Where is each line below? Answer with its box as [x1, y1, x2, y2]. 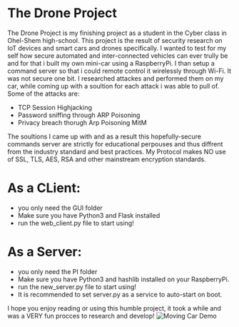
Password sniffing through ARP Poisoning [17, 111, 141, 119]
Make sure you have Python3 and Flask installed [17, 211, 161, 219]
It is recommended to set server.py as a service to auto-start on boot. [17, 290, 223, 298]
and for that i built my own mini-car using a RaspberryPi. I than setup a [7, 59, 215, 67]
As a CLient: [7, 180, 81, 196]
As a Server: [7, 244, 82, 260]
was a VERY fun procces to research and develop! [7, 311, 155, 320]
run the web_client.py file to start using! [17, 218, 134, 227]
